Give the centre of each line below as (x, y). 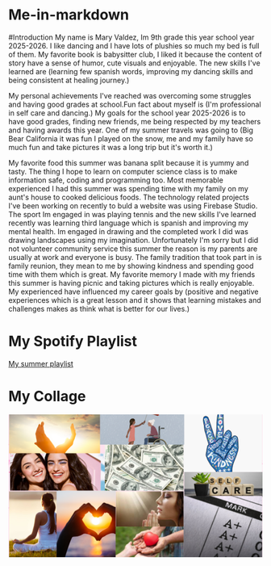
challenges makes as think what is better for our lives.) (99, 308)
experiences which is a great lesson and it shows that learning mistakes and (135, 300)
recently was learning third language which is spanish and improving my (128, 223)
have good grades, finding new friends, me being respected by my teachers (135, 121)
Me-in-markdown (69, 15)
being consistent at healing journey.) (69, 80)
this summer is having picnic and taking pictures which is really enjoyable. (131, 283)
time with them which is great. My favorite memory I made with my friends (132, 274)
